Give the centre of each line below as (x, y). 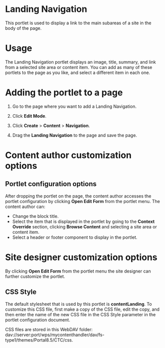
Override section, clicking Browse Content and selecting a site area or (84, 226)
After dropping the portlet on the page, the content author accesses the (78, 196)
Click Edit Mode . (29, 116)
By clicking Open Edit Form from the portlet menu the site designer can (78, 271)
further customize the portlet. (35, 276)
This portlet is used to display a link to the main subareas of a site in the (78, 23)
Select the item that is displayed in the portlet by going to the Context (83, 221)
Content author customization (68, 155)
